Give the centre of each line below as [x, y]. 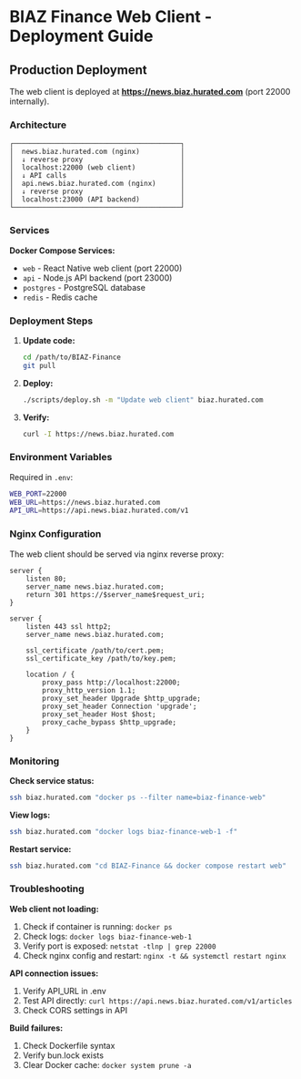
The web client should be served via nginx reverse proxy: [117, 554]
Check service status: [52, 780]
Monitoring [35, 761]
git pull [39, 365]
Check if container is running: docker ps [97, 926]
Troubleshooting [47, 889]
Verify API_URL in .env [64, 991]
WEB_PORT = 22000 [38, 494]
